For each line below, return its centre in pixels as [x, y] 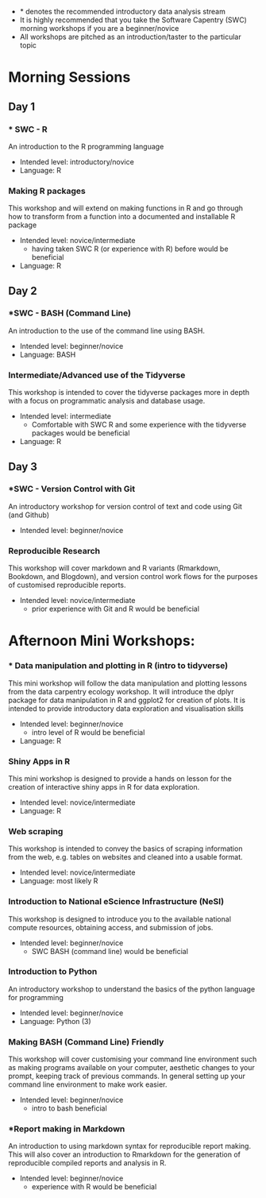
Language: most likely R [59, 881]
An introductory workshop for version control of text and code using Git [125, 506]
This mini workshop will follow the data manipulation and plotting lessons [128, 683]
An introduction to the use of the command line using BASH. [106, 330]
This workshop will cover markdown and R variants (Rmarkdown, [114, 568]
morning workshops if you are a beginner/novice [99, 28]
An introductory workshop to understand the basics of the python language [132, 989]
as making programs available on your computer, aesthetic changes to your [132, 1068]
